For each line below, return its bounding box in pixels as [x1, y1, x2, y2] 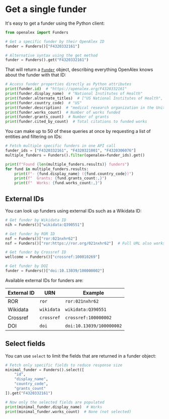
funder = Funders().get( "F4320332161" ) [5, 57, 89, 62]
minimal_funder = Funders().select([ [5, 367, 84, 372]
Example [82, 289, 104, 296]
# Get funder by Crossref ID [5, 250, 66, 255]
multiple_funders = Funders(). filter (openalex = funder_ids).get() [5, 153, 145, 158]
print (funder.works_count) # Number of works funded [5, 110, 121, 115]
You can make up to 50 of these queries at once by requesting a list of [5, 128, 151, 134]
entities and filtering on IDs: [5, 133, 62, 139]
